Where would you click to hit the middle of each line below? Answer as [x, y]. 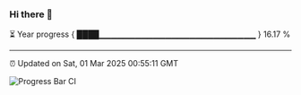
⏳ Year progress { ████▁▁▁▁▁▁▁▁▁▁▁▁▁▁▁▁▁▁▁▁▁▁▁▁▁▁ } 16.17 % [150, 34]
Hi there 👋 [31, 14]
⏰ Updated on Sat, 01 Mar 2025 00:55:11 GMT [94, 64]
